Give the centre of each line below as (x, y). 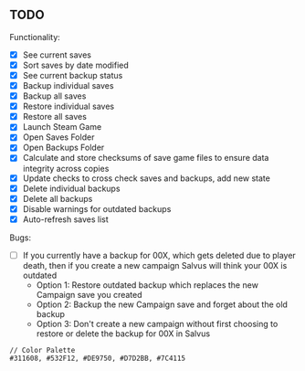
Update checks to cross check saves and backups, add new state (147, 178)
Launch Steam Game (62, 127)
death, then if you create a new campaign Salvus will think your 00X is (155, 265)
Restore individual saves (68, 106)
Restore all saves (54, 117)
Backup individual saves (68, 85)
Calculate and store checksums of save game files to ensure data (146, 158)
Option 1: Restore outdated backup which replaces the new (147, 285)
